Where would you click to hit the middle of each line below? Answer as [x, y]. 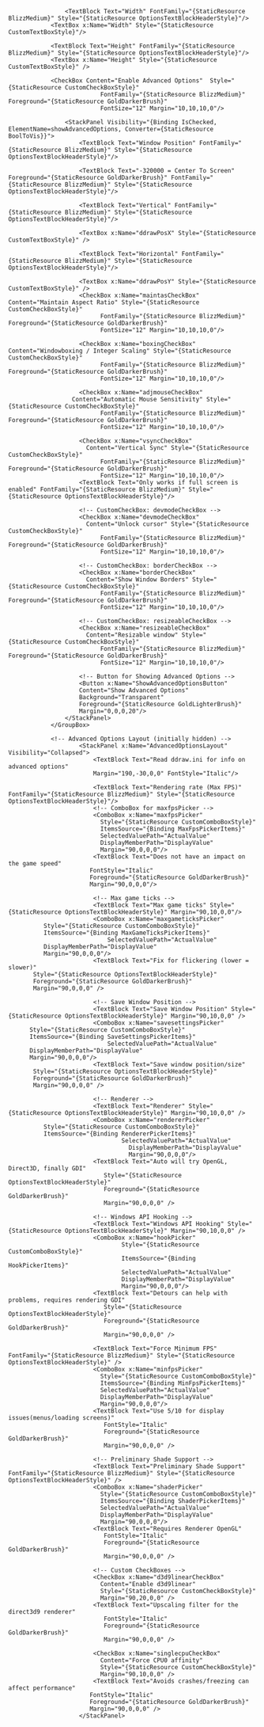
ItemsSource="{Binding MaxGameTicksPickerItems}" [127, 933]
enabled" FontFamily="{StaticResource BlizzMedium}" [97, 489]
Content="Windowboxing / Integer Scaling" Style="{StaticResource [120, 351]
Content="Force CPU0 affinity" [151, 1660]
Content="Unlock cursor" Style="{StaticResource [167, 524]
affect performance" [42, 1688]
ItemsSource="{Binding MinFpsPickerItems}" [173, 1383]
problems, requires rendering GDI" [67, 1300]
